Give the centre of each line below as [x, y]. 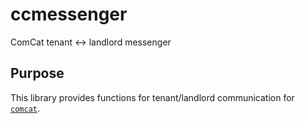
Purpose [37, 73]
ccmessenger [69, 14]
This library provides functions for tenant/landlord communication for [152, 97]
